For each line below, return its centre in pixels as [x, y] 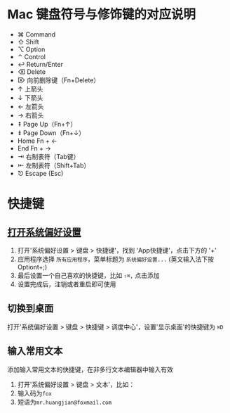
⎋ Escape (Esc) [40, 173]
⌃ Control [31, 56]
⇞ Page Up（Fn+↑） [47, 124]
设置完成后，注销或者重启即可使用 [67, 284]
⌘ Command [36, 34]
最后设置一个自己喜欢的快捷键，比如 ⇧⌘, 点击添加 [88, 275]
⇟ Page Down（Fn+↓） [51, 133]
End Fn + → [34, 148]
